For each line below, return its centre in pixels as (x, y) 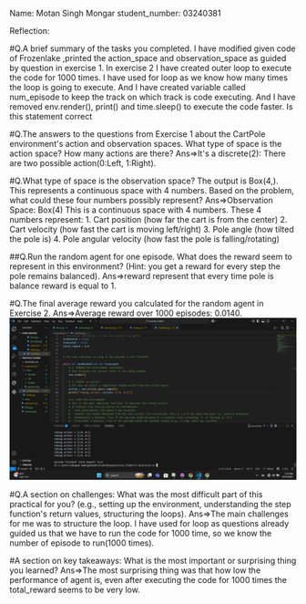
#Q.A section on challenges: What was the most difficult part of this (136, 494)
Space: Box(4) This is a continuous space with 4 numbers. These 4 (136, 210)
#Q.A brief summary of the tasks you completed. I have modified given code (153, 48)
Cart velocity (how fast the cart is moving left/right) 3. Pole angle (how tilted (152, 229)
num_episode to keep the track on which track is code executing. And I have (153, 97)
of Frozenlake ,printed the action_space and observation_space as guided (148, 58)
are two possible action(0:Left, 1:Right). (83, 163)
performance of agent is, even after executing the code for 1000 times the (148, 579)
